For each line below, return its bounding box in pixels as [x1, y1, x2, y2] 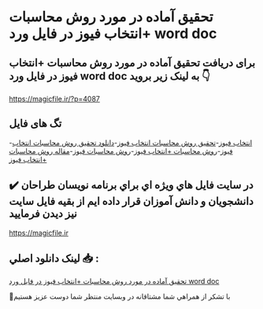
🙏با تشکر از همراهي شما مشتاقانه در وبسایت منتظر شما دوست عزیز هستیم [9, 292, 231, 301]
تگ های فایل [9, 117, 62, 130]
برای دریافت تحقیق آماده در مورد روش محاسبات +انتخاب [9, 56, 255, 69]
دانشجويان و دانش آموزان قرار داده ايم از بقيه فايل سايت [9, 195, 254, 208]
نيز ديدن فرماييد [9, 207, 77, 221]
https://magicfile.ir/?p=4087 [9, 95, 101, 103]
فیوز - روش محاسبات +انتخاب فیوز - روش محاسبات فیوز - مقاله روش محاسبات [9, 146, 233, 155]
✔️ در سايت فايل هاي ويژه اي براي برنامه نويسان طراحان [9, 178, 254, 192]
